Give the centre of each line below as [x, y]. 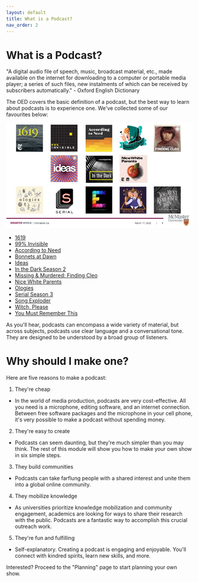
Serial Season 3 [34, 294]
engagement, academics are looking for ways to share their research [99, 514]
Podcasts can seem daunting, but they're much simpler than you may [99, 443]
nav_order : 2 [22, 25]
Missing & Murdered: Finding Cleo [56, 275]
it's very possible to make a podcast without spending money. [90, 419]
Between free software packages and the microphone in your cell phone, [104, 413]
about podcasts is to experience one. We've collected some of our [87, 108]
